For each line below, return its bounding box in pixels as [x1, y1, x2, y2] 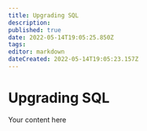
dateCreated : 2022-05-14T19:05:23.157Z [8, 56, 139, 64]
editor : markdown [8, 48, 65, 56]
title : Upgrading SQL [8, 11, 79, 20]
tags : [8, 41, 26, 49]
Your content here [8, 115, 67, 124]
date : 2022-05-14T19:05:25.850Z [8, 33, 114, 42]
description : [8, 19, 51, 27]
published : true [8, 26, 61, 34]
